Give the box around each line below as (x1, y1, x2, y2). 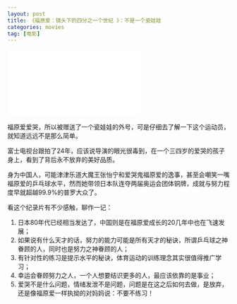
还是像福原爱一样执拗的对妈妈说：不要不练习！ (17, 289, 154, 298)
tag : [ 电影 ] (7, 30, 40, 37)
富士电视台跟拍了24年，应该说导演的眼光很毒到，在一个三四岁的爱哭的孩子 (7, 146, 226, 156)
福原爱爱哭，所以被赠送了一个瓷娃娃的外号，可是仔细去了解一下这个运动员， (7, 123, 230, 131)
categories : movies (7, 23, 65, 30)
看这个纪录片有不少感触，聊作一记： (7, 203, 113, 212)
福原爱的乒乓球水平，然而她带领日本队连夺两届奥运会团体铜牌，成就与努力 (7, 180, 224, 188)
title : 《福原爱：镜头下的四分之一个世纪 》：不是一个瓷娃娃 (7, 17, 162, 24)
